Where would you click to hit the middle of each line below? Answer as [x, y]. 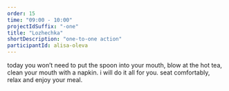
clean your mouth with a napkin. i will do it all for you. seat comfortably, [109, 72]
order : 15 [21, 13]
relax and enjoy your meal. [45, 80]
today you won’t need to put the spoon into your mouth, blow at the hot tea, [115, 65]
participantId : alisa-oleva [48, 45]
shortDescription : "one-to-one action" [65, 39]
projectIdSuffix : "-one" [43, 26]
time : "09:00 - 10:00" [40, 20]
